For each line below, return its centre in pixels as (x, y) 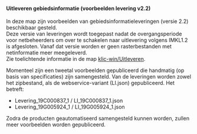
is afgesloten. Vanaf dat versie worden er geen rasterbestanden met (89, 47)
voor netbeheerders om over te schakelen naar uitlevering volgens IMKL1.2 (97, 40)
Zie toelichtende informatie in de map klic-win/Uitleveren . (76, 59)
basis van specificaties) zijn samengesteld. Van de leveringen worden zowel (99, 77)
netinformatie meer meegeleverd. (47, 53)
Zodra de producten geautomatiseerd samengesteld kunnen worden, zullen (98, 119)
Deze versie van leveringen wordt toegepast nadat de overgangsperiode (94, 34)
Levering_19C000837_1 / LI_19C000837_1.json (69, 101)
